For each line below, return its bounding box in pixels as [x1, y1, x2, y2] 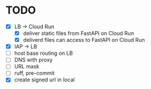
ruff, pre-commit [14, 70, 55, 77]
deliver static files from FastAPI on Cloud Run [23, 30, 134, 37]
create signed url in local [14, 76, 75, 83]
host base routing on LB [14, 50, 73, 57]
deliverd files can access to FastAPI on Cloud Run [23, 37, 145, 44]
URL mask [14, 63, 40, 70]
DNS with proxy [14, 57, 53, 64]
